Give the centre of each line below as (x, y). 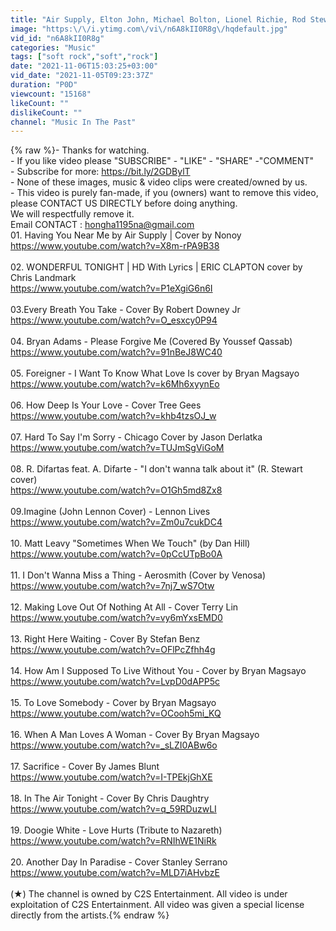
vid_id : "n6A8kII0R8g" (57, 38)
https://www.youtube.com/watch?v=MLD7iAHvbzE (115, 873)
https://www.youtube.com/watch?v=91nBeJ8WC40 (116, 352)
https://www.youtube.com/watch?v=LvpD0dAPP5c (115, 682)
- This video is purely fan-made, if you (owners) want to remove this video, (164, 193)
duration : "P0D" (44, 85)
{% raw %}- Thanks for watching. (80, 150)
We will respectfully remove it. (72, 214)
